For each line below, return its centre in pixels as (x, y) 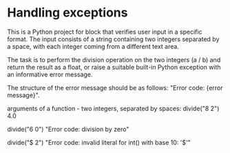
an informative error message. (50, 74)
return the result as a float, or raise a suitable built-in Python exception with (114, 67)
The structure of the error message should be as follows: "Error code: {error (115, 88)
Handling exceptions (67, 13)
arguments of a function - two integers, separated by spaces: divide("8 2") (113, 108)
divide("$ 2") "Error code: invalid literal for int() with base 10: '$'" (99, 142)
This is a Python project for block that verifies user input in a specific (105, 32)
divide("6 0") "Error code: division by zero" (68, 129)
